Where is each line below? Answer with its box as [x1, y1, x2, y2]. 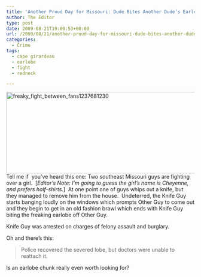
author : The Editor [6, 14, 55, 20]
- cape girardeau [11, 53, 55, 59]
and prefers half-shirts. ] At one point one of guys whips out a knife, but [6, 186, 184, 193]
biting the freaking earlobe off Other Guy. [6, 211, 108, 219]
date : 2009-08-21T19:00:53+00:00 [6, 25, 90, 32]
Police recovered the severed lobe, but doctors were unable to [20, 246, 175, 254]
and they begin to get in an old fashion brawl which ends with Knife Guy [6, 205, 184, 212]
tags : [6, 48, 20, 54]
